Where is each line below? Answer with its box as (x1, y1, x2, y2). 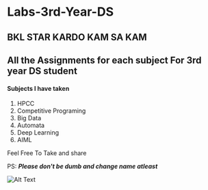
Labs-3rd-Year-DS (7, 4, 114, 20)
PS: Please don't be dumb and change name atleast (7, 162, 158, 171)
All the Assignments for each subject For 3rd (7, 54, 202, 66)
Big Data (16, 114, 42, 122)
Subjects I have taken (7, 84, 70, 92)
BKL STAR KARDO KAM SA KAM (7, 31, 147, 43)
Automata (16, 121, 45, 130)
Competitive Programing (16, 107, 86, 115)
